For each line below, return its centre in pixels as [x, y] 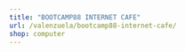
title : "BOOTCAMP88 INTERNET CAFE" [75, 17]
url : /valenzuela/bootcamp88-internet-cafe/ [93, 26]
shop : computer [37, 33]
